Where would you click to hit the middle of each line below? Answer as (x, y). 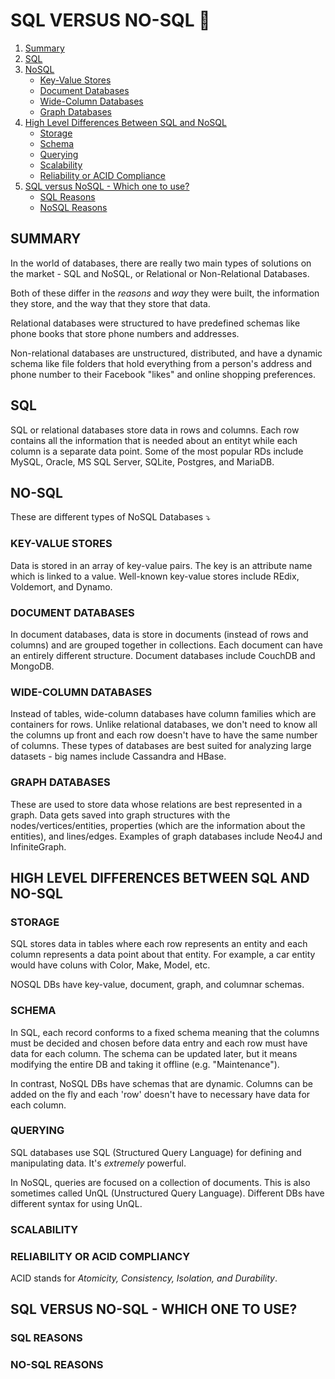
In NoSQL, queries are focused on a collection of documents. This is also (160, 1182)
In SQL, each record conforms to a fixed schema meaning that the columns (165, 1032)
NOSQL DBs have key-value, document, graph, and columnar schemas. (157, 985)
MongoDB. (32, 666)
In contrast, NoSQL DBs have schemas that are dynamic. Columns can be (161, 1083)
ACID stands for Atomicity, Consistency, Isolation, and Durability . (144, 1278)
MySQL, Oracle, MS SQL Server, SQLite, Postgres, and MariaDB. (142, 461)
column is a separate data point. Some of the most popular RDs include (157, 451)
